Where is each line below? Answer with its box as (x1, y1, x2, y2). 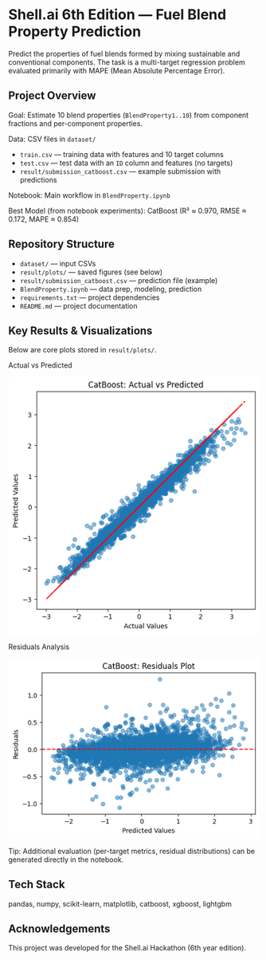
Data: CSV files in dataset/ (8, 134, 96, 144)
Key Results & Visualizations (8, 324, 153, 337)
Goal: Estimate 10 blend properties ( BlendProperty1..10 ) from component (8, 110, 249, 120)
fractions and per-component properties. (8, 118, 143, 128)
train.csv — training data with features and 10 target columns (19, 149, 225, 159)
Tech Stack (8, 878, 65, 891)
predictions (19, 175, 57, 184)
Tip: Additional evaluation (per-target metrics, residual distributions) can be (8, 846, 256, 856)
